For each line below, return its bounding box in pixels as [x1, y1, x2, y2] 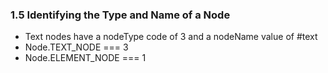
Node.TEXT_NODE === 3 [24, 41, 129, 53]
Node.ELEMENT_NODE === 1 [24, 52, 147, 64]
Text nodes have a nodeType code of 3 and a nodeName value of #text [24, 31, 318, 43]
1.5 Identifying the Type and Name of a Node [10, 8, 231, 22]
